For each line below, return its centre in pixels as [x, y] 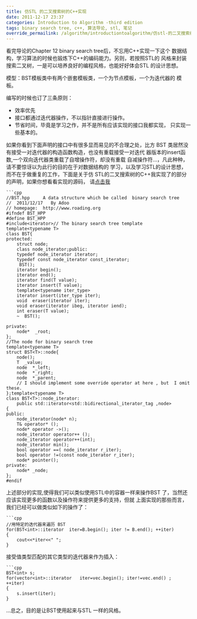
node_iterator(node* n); [47, 419]
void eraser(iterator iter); [54, 301]
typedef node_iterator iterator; [57, 255]
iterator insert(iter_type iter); [59, 296]
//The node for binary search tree [50, 342]
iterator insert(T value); [50, 286]
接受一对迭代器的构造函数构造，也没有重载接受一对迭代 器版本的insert [96, 152]
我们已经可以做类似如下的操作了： [47, 507]
